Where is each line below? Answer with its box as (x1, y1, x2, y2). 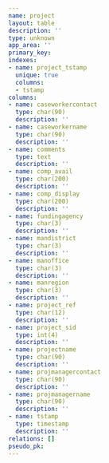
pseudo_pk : (8, 442, 45, 450)
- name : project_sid (8, 323, 77, 331)
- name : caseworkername (8, 123, 88, 131)
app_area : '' (8, 42, 52, 49)
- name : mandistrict (8, 235, 77, 243)
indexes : (8, 57, 37, 65)
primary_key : (8, 49, 52, 57)
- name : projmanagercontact (8, 368, 102, 376)
